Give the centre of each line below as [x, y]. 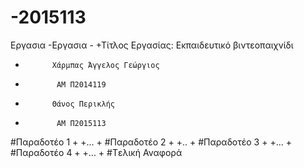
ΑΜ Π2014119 [81, 84]
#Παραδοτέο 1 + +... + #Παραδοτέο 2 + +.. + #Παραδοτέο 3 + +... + [151, 142]
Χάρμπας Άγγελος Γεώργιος [105, 65]
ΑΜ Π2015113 [81, 123]
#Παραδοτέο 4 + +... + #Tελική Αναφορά [96, 152]
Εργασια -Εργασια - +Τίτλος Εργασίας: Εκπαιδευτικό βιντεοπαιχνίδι [152, 45]
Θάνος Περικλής [83, 104]
